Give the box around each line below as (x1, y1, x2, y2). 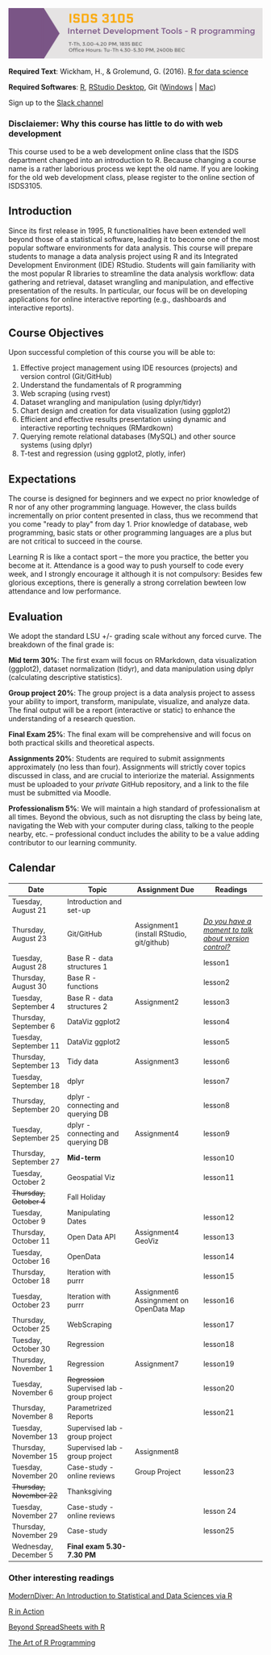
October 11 (11, 1236, 51, 1246)
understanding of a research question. (8, 714, 135, 723)
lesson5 (202, 1036, 230, 1046)
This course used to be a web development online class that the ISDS (8, 146, 240, 156)
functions (67, 982, 99, 991)
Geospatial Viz (67, 1173, 115, 1182)
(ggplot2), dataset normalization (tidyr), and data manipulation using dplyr (8, 664, 254, 673)
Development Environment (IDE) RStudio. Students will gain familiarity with (8, 260, 256, 269)
